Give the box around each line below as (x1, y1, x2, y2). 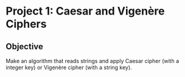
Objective (5, 41, 44, 52)
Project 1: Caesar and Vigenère (5, 4, 165, 18)
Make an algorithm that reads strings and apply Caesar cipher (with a (5, 58, 180, 64)
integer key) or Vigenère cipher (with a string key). (5, 64, 132, 71)
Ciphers (5, 17, 47, 31)
